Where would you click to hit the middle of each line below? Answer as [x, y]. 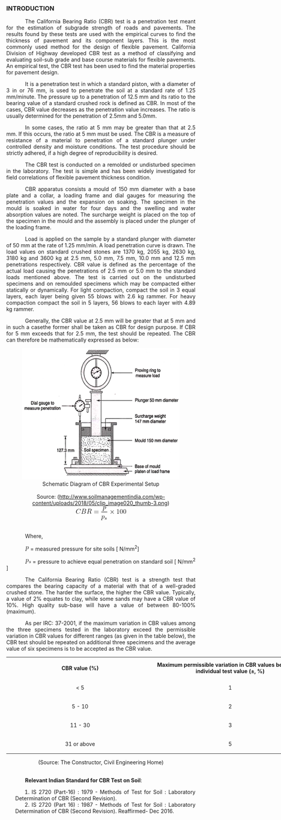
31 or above [80, 744]
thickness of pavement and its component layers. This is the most [101, 41]
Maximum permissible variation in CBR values [216, 665]
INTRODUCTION [30, 8]
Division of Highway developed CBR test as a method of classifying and [101, 53]
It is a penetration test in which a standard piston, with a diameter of [110, 84]
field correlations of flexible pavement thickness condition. [79, 178]
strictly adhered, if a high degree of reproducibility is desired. [82, 153]
